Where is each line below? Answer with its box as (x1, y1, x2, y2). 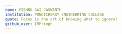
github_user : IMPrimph (5, 21, 53, 26)
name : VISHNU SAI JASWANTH (5, 7, 62, 12)
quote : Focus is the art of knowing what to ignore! (5, 16, 118, 21)
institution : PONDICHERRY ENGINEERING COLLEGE (5, 12, 104, 17)
